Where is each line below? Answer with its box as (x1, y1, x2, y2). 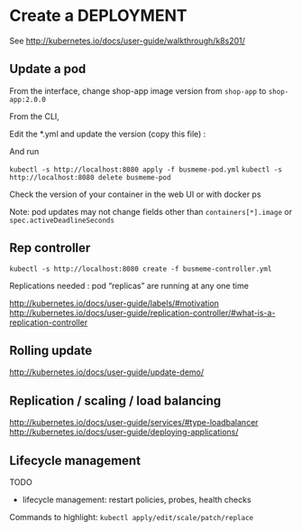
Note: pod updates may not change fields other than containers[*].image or (9, 206, 293, 217)
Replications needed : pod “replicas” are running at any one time (9, 280, 250, 291)
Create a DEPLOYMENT (9, 5, 188, 26)
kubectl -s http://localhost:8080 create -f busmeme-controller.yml (9, 264, 272, 274)
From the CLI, (9, 110, 60, 122)
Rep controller (9, 240, 91, 256)
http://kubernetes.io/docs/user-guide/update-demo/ (9, 367, 205, 377)
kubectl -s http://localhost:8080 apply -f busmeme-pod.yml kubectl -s (9, 164, 282, 174)
